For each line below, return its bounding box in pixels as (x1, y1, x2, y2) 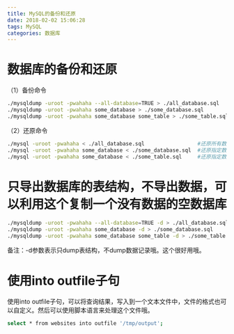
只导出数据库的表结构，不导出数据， (7, 179, 215, 195)
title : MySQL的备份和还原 (7, 10, 77, 17)
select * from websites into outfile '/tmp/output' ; (7, 319, 164, 327)
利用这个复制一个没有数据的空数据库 (19, 196, 228, 212)
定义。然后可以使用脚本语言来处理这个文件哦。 (19, 305, 154, 314)
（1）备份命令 (7, 86, 47, 95)
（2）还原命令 (7, 126, 48, 134)
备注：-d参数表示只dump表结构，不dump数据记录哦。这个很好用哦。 (7, 246, 205, 254)
